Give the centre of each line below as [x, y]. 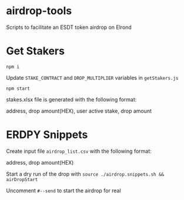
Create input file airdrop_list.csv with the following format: [79, 151]
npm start [18, 88]
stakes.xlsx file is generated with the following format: [71, 99]
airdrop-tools [39, 11]
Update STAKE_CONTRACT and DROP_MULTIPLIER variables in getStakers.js [92, 77]
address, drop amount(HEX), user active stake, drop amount [79, 111]
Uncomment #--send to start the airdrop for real [64, 191]
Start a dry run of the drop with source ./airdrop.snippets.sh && [85, 174]
